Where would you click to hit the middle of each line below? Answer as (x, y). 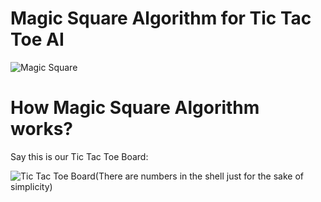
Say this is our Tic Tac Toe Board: (79, 156)
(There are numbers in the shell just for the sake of (199, 176)
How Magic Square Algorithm (135, 108)
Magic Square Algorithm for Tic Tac (161, 18)
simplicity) (31, 186)
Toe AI (37, 39)
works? (42, 129)
